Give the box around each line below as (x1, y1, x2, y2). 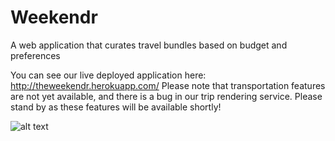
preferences (10, 49, 61, 61)
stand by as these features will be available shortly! (10, 101, 222, 113)
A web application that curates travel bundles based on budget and (10, 39, 288, 51)
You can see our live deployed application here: (10, 69, 207, 81)
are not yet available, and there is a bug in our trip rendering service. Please (10, 90, 323, 102)
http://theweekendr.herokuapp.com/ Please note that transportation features (10, 79, 326, 91)
